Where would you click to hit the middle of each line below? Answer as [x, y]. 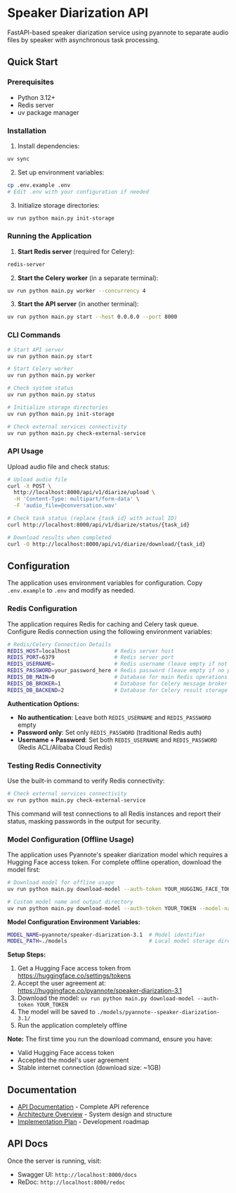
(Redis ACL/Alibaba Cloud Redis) [65, 747]
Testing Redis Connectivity [54, 765]
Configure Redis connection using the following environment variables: [110, 631]
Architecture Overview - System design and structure [95, 1114]
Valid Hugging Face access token [66, 1053]
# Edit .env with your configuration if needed [78, 191]
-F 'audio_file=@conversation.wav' [66, 506]
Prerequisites [31, 82]
